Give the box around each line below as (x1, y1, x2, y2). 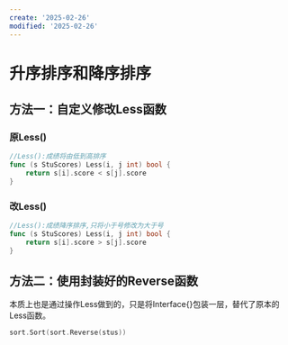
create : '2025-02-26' (9, 13, 91, 23)
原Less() (9, 132, 48, 143)
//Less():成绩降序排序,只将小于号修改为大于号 (9, 222, 164, 231)
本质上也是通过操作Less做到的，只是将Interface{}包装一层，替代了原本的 (9, 299, 280, 310)
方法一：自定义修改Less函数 (9, 102, 166, 117)
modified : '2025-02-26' (9, 22, 99, 31)
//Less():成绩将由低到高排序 (9, 152, 106, 161)
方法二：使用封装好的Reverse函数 (9, 274, 199, 289)
